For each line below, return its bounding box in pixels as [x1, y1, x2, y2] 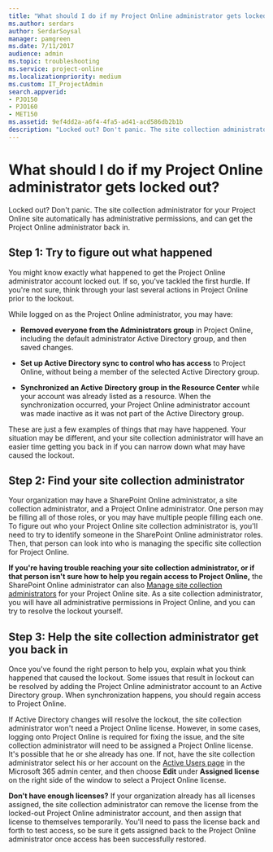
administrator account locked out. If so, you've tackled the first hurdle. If [8, 276, 250, 286]
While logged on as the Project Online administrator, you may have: [8, 309, 233, 318]
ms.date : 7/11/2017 [8, 42, 75, 51]
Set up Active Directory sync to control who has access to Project [19, 358, 246, 367]
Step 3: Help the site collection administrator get [8, 630, 259, 643]
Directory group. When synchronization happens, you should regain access [8, 690, 262, 700]
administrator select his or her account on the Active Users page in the [8, 758, 245, 768]
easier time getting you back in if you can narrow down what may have [8, 441, 245, 451]
